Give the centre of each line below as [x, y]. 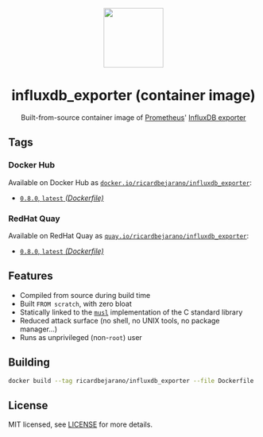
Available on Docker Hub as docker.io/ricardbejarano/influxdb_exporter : [130, 182]
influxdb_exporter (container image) [133, 96]
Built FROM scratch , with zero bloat [76, 304]
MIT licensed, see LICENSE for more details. [81, 424]
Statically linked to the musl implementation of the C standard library [131, 312]
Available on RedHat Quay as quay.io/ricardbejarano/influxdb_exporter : [129, 235]
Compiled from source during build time [85, 295]
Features [31, 276]
